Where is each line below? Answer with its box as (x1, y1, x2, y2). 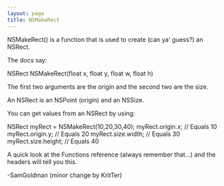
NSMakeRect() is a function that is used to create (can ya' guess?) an (7, 35, 203, 43)
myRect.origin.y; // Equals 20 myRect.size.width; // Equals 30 (7, 130, 181, 138)
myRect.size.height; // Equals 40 (7, 137, 100, 145)
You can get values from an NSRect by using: (7, 109, 135, 117)
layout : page (7, 10, 45, 17)
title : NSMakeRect (7, 16, 60, 23)
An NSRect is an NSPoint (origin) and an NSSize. (7, 95, 144, 104)
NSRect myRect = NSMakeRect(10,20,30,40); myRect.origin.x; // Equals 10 (7, 122, 218, 130)
